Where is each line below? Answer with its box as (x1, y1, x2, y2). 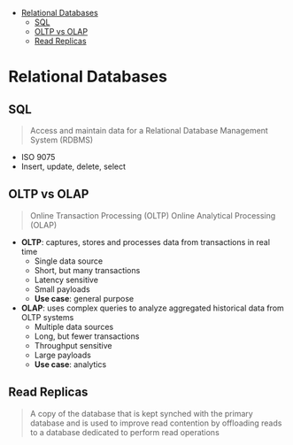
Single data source (34, 256, 104, 266)
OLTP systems (20, 311, 74, 322)
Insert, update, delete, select (20, 161, 126, 172)
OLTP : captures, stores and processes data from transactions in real (20, 236, 271, 247)
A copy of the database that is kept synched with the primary (29, 408, 253, 418)
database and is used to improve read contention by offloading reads (29, 418, 282, 428)
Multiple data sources (34, 321, 114, 332)
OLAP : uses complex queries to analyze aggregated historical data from (20, 303, 284, 313)
